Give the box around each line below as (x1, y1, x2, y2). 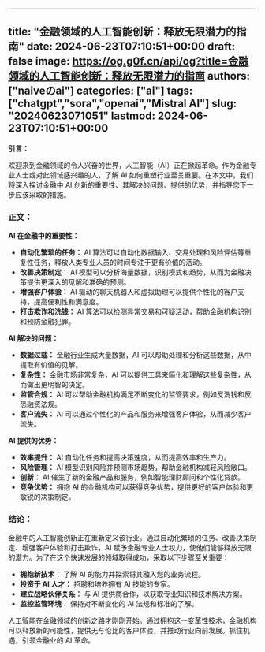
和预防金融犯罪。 (19, 317, 76, 326)
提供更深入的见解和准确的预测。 (26, 278, 131, 287)
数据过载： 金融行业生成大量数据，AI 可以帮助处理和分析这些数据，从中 (19, 350, 252, 360)
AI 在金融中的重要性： (8, 231, 80, 240)
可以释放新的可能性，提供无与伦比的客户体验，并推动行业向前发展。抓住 (8, 626, 243, 635)
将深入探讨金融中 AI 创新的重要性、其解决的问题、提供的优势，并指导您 (8, 180, 241, 189)
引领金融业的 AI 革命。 (21, 635, 95, 645)
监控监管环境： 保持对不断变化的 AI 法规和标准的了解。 (19, 599, 199, 609)
